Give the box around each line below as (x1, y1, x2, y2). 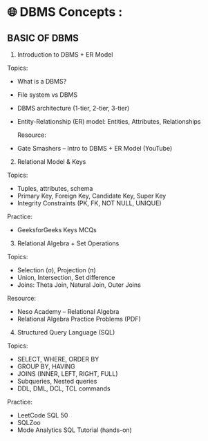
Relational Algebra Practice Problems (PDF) (17, 315, 142, 323)
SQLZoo (17, 419, 41, 426)
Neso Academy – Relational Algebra (17, 308, 120, 315)
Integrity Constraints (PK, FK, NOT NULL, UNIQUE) (17, 199, 162, 207)
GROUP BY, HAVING (17, 362, 75, 370)
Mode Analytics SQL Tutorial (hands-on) (17, 426, 133, 434)
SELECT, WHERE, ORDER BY (17, 355, 100, 363)
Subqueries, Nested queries (17, 377, 97, 385)
